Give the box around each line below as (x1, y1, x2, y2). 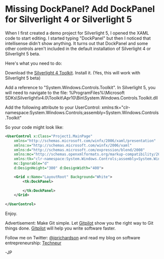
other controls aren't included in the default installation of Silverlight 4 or (5, 46, 151, 51)
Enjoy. (5, 211, 18, 216)
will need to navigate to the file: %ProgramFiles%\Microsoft (5, 90, 125, 95)
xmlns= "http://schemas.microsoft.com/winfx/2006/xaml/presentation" (14, 138, 156, 143)
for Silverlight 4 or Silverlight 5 (5, 14, 132, 25)
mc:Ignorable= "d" (14, 161, 49, 166)
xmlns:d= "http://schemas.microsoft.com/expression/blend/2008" (14, 147, 145, 152)
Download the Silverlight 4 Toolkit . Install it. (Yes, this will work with (5, 70, 141, 75)
